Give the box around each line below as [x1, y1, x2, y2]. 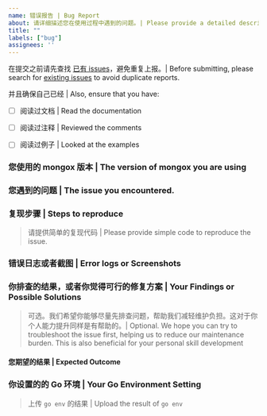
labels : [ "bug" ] [8, 33, 62, 42]
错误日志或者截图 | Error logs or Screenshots [8, 258, 181, 269]
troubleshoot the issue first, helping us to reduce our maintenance [27, 329, 245, 339]
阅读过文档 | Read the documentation [19, 106, 141, 116]
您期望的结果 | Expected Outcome [8, 357, 121, 367]
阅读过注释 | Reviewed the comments [19, 123, 142, 133]
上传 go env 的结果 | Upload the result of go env [27, 399, 183, 408]
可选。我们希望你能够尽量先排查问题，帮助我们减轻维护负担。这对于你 [27, 310, 258, 320]
